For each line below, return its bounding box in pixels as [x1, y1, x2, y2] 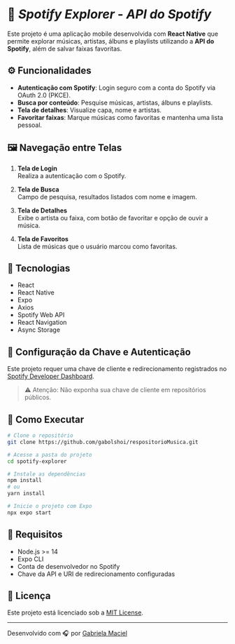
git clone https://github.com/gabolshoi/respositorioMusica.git [7, 438, 199, 445]
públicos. [24, 393, 51, 402]
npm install [7, 477, 42, 484]
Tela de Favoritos [17, 234, 69, 243]
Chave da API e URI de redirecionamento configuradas [17, 570, 176, 578]
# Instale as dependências [7, 470, 86, 478]
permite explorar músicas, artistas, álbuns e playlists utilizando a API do [7, 36, 215, 45]
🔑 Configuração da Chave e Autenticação [7, 346, 191, 358]
